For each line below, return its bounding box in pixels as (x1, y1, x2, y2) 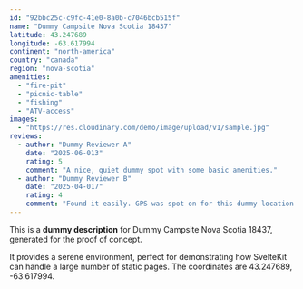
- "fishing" (17, 97, 64, 107)
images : (9, 115, 39, 124)
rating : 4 (25, 191, 64, 200)
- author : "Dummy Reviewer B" (17, 174, 132, 183)
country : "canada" (9, 55, 79, 65)
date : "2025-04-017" (25, 183, 103, 192)
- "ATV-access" (17, 106, 75, 115)
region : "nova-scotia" (9, 65, 95, 74)
